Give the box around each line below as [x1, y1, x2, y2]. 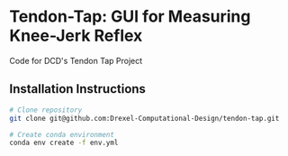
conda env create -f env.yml [9, 138, 119, 148]
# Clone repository [9, 106, 83, 115]
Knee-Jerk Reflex [9, 25, 143, 46]
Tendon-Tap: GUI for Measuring [9, 6, 251, 27]
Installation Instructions [9, 81, 147, 96]
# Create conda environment [9, 130, 115, 139]
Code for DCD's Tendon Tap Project [9, 55, 143, 66]
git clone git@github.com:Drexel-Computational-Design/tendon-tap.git [9, 114, 280, 123]
